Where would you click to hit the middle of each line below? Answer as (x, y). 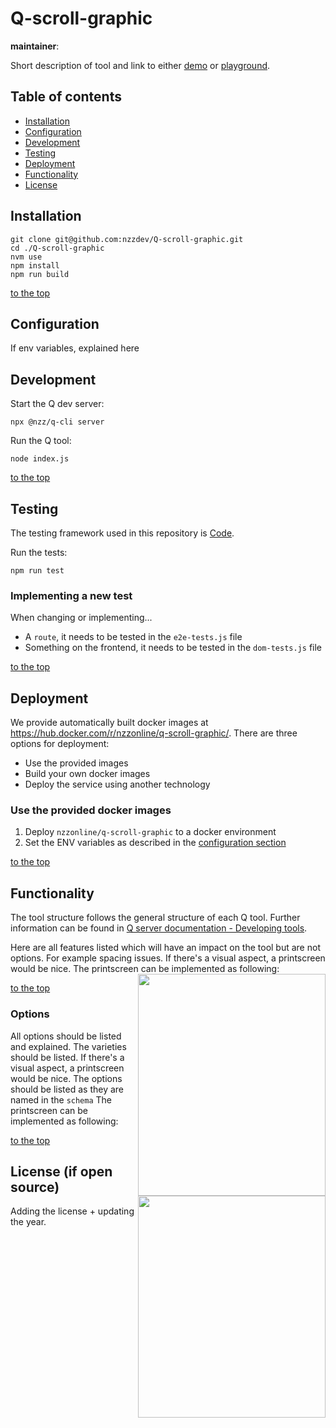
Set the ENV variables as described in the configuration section (155, 843)
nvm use (26, 257)
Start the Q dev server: (57, 404)
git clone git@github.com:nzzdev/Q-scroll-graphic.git (127, 239)
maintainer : (35, 46)
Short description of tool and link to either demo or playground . (140, 65)
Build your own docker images (87, 774)
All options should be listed (66, 1036)
